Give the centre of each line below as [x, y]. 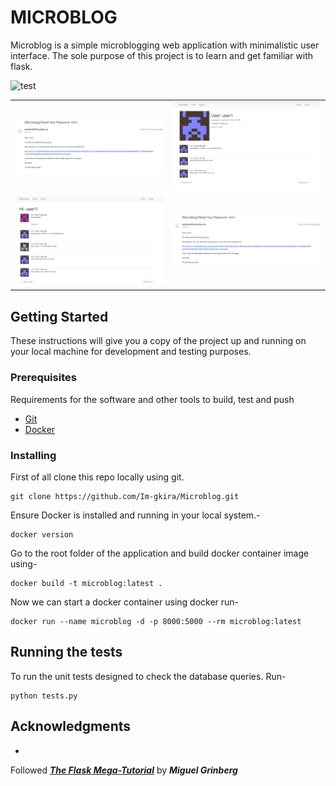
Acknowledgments [71, 726]
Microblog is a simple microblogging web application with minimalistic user [165, 45]
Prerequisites [43, 378]
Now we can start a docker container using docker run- [125, 602]
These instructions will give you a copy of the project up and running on [158, 341]
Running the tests [66, 652]
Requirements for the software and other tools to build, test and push [152, 399]
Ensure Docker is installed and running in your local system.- [135, 515]
